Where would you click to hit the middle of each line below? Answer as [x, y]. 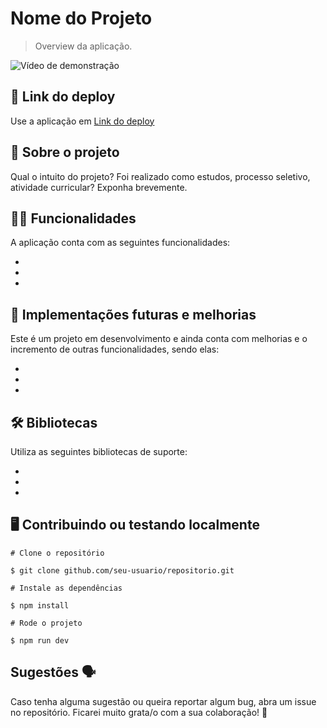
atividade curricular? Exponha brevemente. [99, 187]
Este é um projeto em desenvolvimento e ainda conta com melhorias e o [159, 339]
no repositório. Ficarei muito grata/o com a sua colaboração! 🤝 [139, 712]
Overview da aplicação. [83, 46]
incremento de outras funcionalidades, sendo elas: [115, 349]
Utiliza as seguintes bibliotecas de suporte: [99, 451]
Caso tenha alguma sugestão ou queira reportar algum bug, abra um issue [163, 701]
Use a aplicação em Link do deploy [82, 121]
